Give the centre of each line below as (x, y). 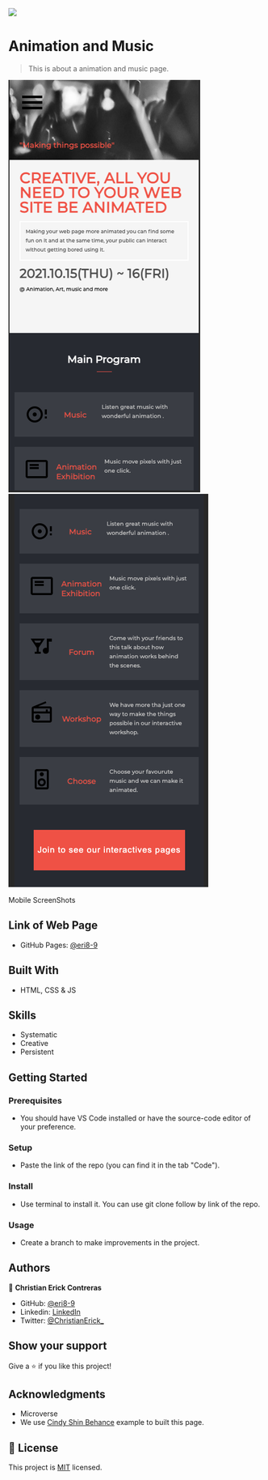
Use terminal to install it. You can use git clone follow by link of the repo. (140, 1204)
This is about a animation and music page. (98, 68)
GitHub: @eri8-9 (47, 1303)
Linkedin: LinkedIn (50, 1312)
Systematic (39, 1035)
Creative (34, 1044)
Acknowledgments (57, 1394)
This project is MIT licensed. (55, 1467)
